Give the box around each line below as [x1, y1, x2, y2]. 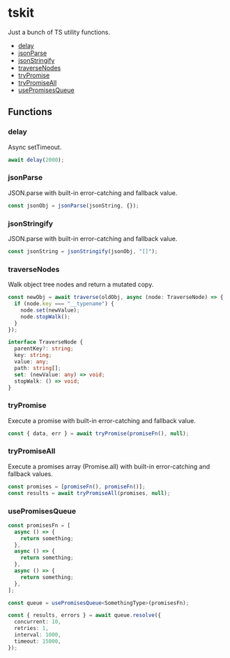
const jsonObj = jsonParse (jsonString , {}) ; [8, 202, 139, 209]
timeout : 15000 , [14, 638, 61, 645]
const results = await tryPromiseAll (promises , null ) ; [8, 489, 171, 496]
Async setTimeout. [8, 143, 62, 151]
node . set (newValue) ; [20, 307, 80, 314]
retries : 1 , [14, 625, 49, 632]
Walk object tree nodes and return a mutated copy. [8, 280, 154, 289]
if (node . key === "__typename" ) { [14, 300, 114, 307]
